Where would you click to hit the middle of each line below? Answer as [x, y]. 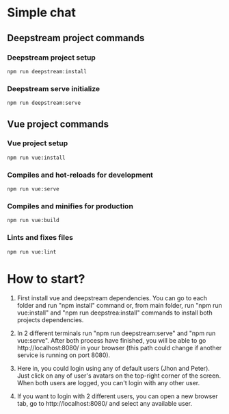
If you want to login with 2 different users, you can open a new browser [117, 396]
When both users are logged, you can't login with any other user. [108, 382]
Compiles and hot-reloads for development [80, 175]
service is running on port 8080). [64, 355]
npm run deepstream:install [47, 71]
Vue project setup [38, 143]
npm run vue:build [33, 221]
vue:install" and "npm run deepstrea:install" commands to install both [115, 313]
